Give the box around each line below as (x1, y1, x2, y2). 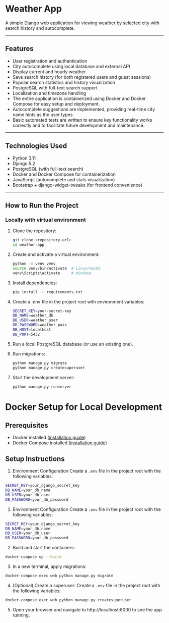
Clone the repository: (12, 228, 57, 234)
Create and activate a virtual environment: (12, 251, 100, 257)
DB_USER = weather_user (12, 318, 58, 323)
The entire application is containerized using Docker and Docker (12, 95, 146, 101)
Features (5, 44, 34, 53)
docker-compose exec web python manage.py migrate (5, 574, 114, 579)
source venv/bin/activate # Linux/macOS (12, 266, 101, 271)
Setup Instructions (5, 454, 65, 463)
